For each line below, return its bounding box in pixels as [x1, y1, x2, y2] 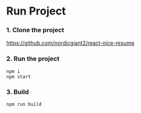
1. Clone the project [6, 26, 65, 34]
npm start [6, 74, 31, 80]
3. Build [6, 88, 29, 96]
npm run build [6, 102, 42, 108]
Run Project [6, 4, 66, 18]
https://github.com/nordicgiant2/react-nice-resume [6, 39, 135, 47]
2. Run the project [6, 54, 60, 63]
